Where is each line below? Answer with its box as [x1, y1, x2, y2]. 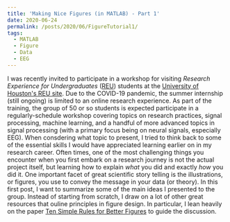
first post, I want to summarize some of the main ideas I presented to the [7, 185, 215, 193]
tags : [7, 29, 23, 37]
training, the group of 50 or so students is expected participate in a [7, 103, 199, 112]
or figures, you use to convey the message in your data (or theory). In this [7, 178, 218, 186]
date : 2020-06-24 [7, 17, 58, 24]
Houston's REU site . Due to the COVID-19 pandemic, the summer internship [7, 89, 224, 97]
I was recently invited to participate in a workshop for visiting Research [7, 74, 211, 83]
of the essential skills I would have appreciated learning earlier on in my [7, 140, 212, 149]
